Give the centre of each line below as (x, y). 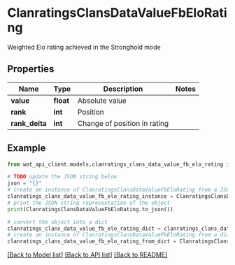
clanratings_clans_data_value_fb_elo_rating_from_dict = (92, 242)
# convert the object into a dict (58, 222)
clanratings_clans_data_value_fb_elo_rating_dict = (84, 229)
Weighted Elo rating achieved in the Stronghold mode (84, 47)
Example (27, 148)
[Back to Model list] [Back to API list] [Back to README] (87, 255)
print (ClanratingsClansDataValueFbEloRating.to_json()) (90, 209)
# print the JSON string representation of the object (89, 203)
